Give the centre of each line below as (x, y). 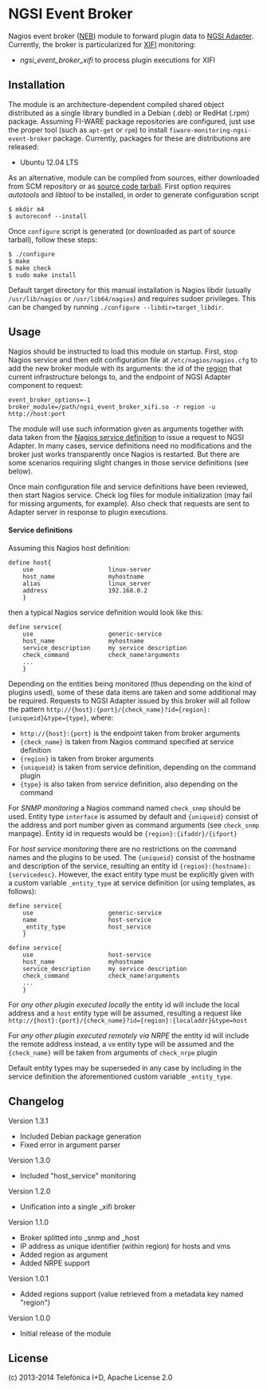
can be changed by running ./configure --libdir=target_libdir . (116, 307)
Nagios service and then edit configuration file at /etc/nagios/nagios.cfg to (133, 359)
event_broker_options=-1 (49, 400)
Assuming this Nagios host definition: (70, 548)
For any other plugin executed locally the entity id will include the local (124, 1004)
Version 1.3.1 (28, 1121)
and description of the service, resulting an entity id (93, 865)
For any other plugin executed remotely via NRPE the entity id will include (129, 1036)
